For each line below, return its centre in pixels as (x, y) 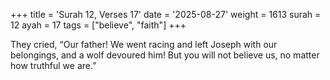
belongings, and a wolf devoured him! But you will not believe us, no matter (165, 55)
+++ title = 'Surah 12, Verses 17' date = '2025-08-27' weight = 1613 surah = (166, 14)
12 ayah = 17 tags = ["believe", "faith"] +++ (98, 25)
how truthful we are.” (53, 65)
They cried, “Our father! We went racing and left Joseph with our (144, 44)
